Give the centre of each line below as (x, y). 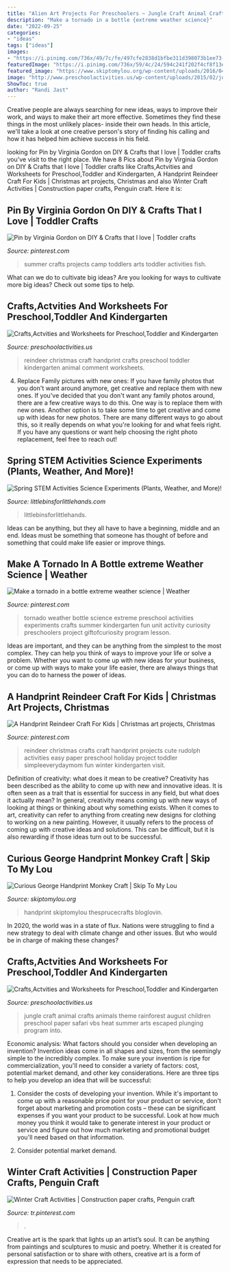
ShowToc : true (27, 84)
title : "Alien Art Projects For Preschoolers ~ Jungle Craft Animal (107, 13)
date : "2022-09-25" (35, 26)
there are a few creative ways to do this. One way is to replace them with (119, 402)
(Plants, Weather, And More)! (71, 472)
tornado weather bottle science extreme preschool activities (108, 618)
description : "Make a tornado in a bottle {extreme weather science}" (110, 20)
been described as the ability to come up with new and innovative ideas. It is (115, 786)
